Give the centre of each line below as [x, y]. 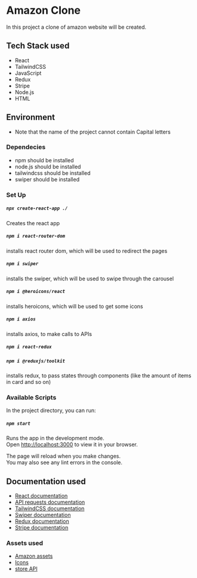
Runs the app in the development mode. [55, 438]
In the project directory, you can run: [51, 410]
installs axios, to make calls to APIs [49, 334]
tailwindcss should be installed [53, 173]
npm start [19, 423]
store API [26, 569]
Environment [31, 117]
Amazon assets [34, 556]
